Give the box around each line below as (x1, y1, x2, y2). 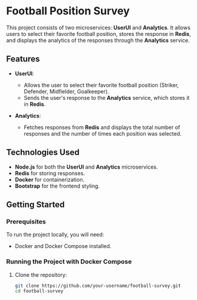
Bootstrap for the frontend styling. (14, 182, 100, 189)
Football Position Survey (6, 4, 130, 18)
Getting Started (6, 199, 65, 210)
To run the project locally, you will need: (6, 231, 104, 238)
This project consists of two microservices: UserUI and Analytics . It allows (6, 24, 191, 31)
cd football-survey (14, 288, 64, 294)
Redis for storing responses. (14, 169, 85, 177)
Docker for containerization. (14, 176, 85, 183)
